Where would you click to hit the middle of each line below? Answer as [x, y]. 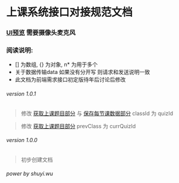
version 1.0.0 [22, 140]
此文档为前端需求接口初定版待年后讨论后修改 [70, 79]
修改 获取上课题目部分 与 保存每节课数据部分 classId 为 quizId [97, 113]
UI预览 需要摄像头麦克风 [41, 33]
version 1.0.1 [21, 94]
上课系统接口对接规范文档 [70, 12]
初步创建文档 [37, 160]
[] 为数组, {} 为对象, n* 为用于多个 [56, 64]
